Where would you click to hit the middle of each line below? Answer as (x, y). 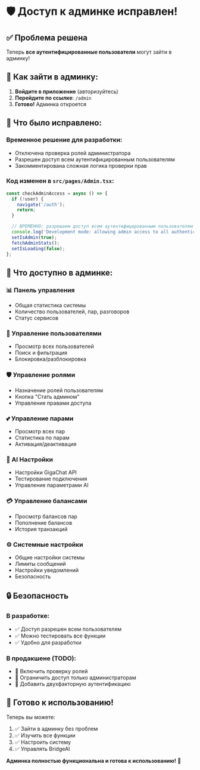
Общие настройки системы (50, 557)
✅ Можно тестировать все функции (60, 636)
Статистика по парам (42, 438)
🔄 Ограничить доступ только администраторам (75, 677)
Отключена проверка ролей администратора (73, 153)
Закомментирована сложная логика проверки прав (81, 165)
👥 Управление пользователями (54, 334)
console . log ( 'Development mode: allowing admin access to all (90, 232)
